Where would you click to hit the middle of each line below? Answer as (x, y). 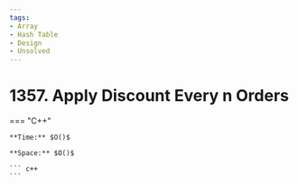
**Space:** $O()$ (42, 153)
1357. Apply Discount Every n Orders (149, 96)
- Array (24, 26)
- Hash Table (34, 34)
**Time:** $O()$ (40, 138)
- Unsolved (30, 51)
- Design (26, 43)
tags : (19, 18)
